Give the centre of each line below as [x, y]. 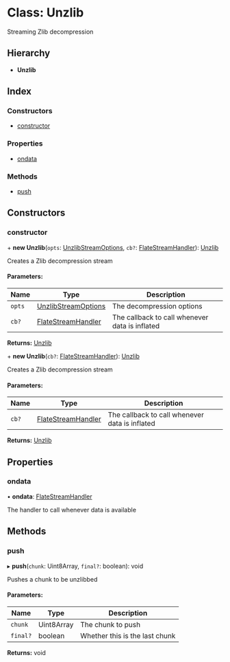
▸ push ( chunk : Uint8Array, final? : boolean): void [75, 566]
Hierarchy [29, 53]
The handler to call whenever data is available [72, 510]
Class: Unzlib [46, 13]
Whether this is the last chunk [128, 635]
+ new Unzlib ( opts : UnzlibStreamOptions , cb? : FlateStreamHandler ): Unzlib [113, 247]
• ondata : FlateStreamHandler [50, 496]
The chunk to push [111, 624]
